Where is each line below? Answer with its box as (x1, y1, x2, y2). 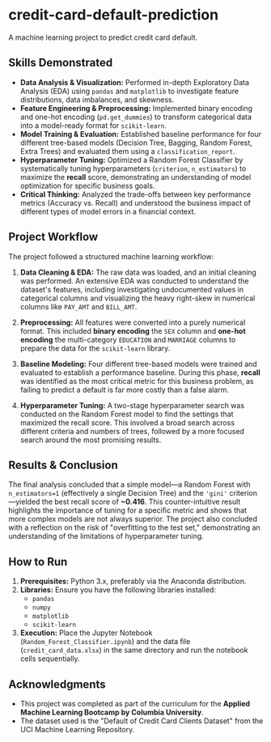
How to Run (8, 555, 68, 569)
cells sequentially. (19, 654, 80, 663)
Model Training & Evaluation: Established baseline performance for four (19, 129, 261, 139)
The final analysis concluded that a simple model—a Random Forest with (8, 480, 251, 489)
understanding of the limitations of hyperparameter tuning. (8, 531, 204, 541)
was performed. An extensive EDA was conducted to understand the (19, 275, 249, 285)
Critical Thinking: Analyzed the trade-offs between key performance (19, 189, 252, 199)
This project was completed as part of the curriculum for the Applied (19, 699, 251, 708)
